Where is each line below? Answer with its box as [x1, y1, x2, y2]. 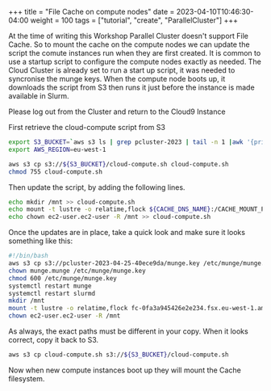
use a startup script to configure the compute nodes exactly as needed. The [8, 57, 262, 66]
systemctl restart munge [8, 282, 92, 290]
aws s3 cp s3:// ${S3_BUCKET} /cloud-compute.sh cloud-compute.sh [8, 160, 229, 168]
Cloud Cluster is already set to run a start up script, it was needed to [8, 65, 236, 75]
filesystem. [8, 373, 45, 383]
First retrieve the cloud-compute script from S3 [8, 123, 165, 132]
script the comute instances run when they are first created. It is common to [8, 48, 261, 57]
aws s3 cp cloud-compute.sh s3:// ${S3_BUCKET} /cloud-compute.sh [8, 351, 229, 359]
